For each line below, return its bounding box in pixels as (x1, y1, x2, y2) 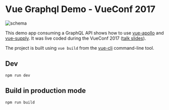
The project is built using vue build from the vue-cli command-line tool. (5, 45, 154, 51)
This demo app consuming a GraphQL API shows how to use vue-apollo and (5, 30, 164, 36)
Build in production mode (5, 86, 86, 95)
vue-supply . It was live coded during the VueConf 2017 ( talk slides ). (5, 35, 146, 41)
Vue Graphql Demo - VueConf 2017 (5, 4, 155, 15)
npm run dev (5, 73, 30, 78)
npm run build (5, 99, 35, 105)
